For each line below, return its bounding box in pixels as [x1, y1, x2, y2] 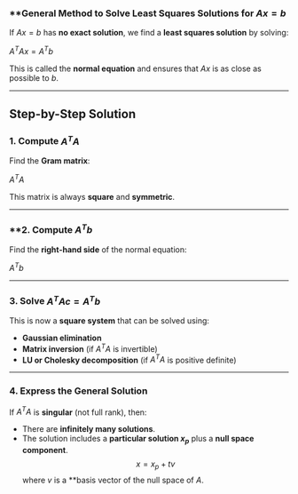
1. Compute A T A [9, 133, 80, 147]
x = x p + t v [136, 458, 176, 471]
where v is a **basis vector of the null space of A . [21, 474, 204, 485]
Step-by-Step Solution [9, 107, 136, 122]
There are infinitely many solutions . [21, 424, 156, 434]
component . [21, 444, 68, 455]
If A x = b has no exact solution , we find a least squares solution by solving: [9, 28, 289, 38]
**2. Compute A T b [9, 221, 93, 236]
